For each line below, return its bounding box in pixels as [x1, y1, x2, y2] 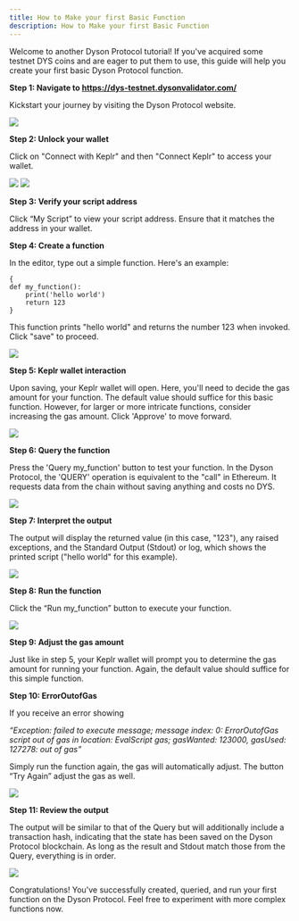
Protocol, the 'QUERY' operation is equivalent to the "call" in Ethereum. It [9, 471, 277, 482]
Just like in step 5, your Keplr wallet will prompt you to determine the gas [9, 653, 277, 665]
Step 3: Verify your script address [9, 195, 138, 206]
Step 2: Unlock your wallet [9, 133, 110, 144]
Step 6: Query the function [9, 444, 111, 455]
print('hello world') [25, 290, 105, 299]
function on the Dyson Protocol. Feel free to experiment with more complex [9, 893, 287, 904]
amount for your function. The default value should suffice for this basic [9, 392, 274, 402]
